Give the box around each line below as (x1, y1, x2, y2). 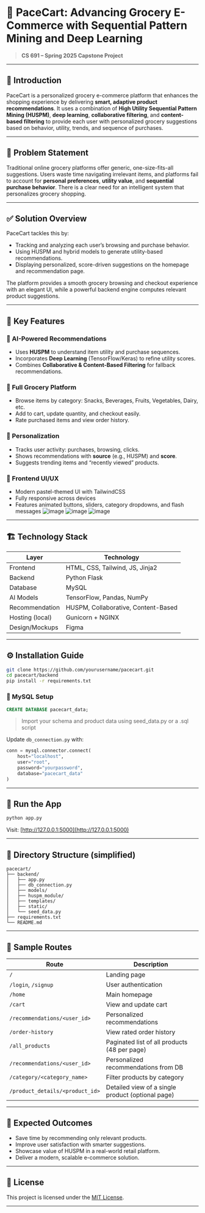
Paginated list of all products (106, 1038, 188, 1046)
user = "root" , (17, 759, 51, 765)
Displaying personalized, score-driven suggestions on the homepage (15, 261, 189, 268)
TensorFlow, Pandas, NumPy (65, 593, 148, 602)
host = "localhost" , (17, 754, 64, 760)
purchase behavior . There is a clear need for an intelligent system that (6, 183, 184, 191)
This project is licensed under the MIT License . (6, 1193, 124, 1201)
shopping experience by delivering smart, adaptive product (6, 98, 157, 105)
